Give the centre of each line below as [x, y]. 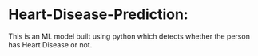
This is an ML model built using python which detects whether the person [129, 36]
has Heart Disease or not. [50, 44]
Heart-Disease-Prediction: [99, 15]
